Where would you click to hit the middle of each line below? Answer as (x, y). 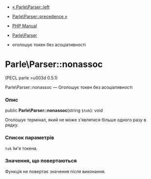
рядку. (12, 125)
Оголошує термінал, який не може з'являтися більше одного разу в (76, 120)
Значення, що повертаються (41, 161)
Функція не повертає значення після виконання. (55, 171)
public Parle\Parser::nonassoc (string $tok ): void (54, 110)
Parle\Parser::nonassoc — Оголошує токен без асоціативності (69, 87)
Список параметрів (30, 138)
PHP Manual (25, 26)
